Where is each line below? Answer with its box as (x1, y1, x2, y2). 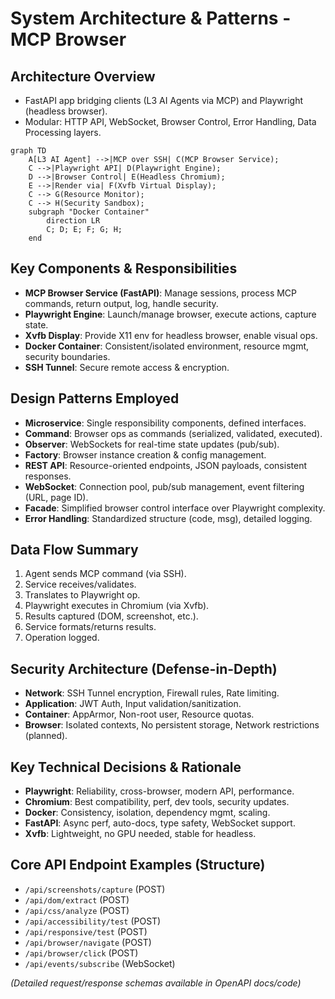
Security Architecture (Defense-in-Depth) (10, 660, 278, 677)
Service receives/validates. (24, 578, 137, 591)
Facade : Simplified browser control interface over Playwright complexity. (24, 502, 326, 514)
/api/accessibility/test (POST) (24, 915, 162, 927)
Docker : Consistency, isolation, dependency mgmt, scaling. (24, 807, 271, 819)
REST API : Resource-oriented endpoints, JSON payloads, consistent (24, 459, 307, 471)
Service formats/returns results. (24, 621, 157, 633)
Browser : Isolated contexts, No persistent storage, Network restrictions (24, 719, 320, 731)
